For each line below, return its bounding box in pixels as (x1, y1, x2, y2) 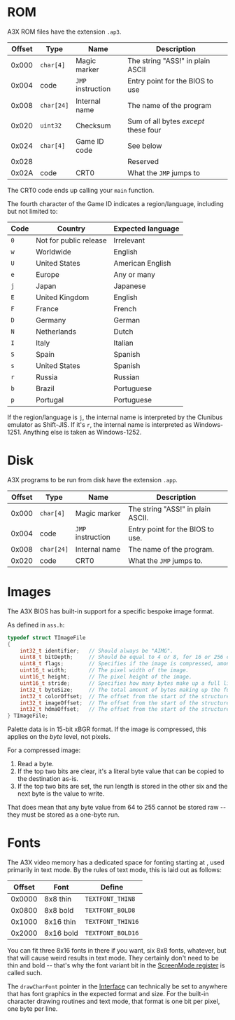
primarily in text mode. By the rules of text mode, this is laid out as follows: (7, 866, 222, 874)
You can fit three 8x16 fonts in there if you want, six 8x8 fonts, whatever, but (7, 946, 227, 955)
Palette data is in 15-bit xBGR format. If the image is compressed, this (7, 725, 207, 733)
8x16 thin (44, 917, 76, 927)
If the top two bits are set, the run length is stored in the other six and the (17, 782, 228, 791)
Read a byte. (17, 760, 55, 768)
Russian (113, 372, 140, 382)
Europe (36, 269, 59, 279)
